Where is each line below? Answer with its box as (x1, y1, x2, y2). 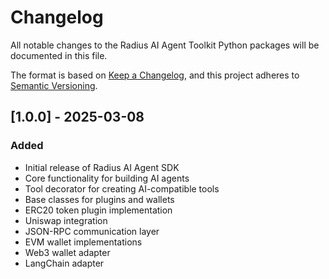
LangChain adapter (24, 257, 105, 269)
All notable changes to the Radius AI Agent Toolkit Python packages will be (10, 39, 320, 51)
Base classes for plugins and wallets (24, 193, 175, 205)
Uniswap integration (24, 214, 108, 226)
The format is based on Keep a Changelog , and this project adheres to (10, 69, 300, 81)
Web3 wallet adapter (24, 246, 111, 258)
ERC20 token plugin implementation (24, 204, 173, 216)
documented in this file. (10, 49, 108, 61)
